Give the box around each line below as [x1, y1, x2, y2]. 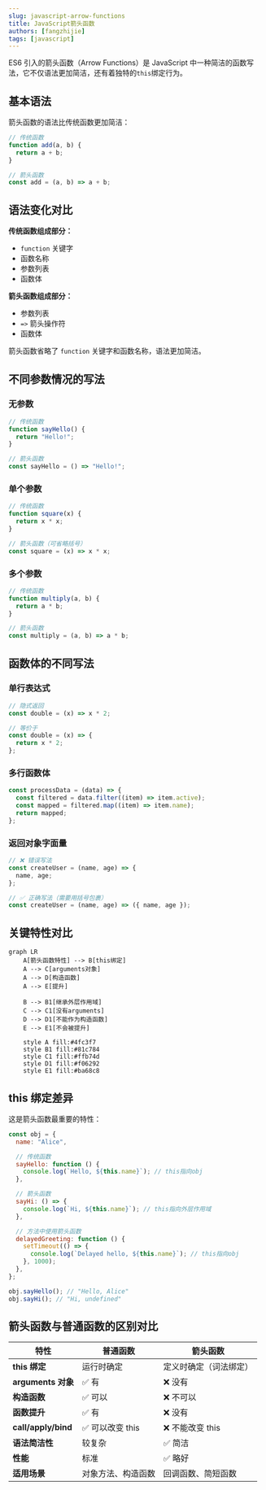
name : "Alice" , [15, 1138, 68, 1146]
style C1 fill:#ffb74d [23, 1052, 100, 1061]
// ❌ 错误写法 [8, 856, 53, 865]
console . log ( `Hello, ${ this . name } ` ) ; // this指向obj [23, 1168, 203, 1176]
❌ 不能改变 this [163, 1422, 221, 1434]
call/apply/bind [12, 1422, 73, 1433]
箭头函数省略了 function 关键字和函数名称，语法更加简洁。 [8, 346, 206, 356]
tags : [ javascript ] [8, 34, 75, 43]
